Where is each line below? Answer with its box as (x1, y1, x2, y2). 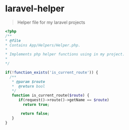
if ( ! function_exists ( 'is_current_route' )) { (5, 70, 98, 75)
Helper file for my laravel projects (17, 19, 86, 25)
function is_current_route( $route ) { (11, 93, 90, 98)
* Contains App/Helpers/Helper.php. (5, 43, 81, 47)
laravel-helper (5, 3, 65, 14)
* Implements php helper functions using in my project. (5, 52, 125, 57)
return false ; (20, 111, 50, 116)
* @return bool (11, 84, 45, 89)
